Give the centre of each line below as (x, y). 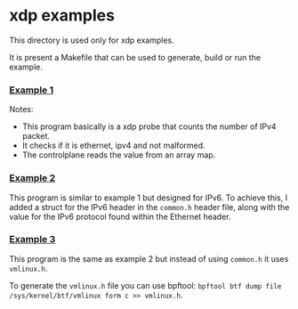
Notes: (21, 110)
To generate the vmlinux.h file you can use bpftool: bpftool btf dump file (145, 285)
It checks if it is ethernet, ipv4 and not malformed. (114, 146)
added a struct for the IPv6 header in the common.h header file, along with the (149, 207)
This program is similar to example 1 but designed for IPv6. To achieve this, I (148, 198)
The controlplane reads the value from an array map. (119, 155)
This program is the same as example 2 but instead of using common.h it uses (149, 258)
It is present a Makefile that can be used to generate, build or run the (135, 57)
